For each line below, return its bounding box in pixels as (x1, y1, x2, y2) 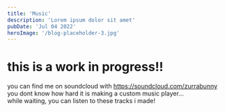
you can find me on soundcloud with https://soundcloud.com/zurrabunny (7, 82, 218, 91)
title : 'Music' (7, 10, 52, 17)
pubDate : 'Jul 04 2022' (7, 23, 77, 30)
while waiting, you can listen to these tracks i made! (7, 97, 155, 105)
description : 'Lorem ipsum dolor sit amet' (7, 17, 136, 24)
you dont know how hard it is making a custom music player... (7, 89, 185, 97)
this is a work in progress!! (7, 59, 164, 75)
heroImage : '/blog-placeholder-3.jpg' (7, 29, 120, 37)
